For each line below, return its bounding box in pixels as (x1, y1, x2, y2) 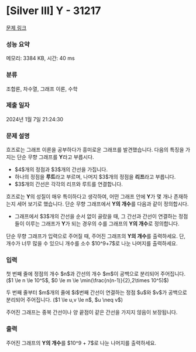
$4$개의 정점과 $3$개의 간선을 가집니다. (14, 166, 108, 173)
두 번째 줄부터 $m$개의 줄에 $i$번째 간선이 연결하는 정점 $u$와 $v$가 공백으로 (6, 289, 187, 296)
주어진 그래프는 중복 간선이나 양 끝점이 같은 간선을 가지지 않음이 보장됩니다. (6, 309, 178, 316)
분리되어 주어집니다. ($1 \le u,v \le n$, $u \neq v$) (6, 296, 123, 303)
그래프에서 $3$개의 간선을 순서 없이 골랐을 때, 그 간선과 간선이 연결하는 (14, 213, 177, 220)
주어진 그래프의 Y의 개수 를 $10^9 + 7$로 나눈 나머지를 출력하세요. (6, 339, 157, 346)
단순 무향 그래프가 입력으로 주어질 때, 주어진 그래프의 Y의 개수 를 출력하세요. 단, (6, 233, 186, 240)
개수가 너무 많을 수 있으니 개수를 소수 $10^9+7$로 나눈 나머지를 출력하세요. (6, 240, 178, 247)
